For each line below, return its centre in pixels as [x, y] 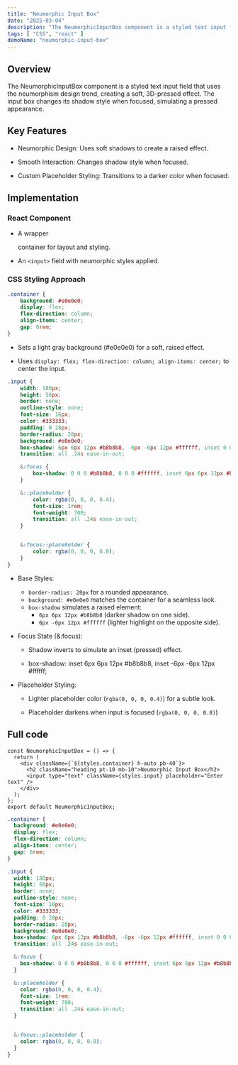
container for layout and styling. [64, 247]
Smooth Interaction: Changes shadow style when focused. [103, 162]
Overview [29, 69]
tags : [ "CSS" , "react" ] [45, 34]
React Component [39, 219]
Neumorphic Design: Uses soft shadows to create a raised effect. [113, 148]
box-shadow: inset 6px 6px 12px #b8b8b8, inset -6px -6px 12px [121, 663]
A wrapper [33, 233]
